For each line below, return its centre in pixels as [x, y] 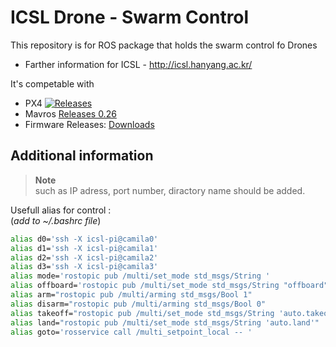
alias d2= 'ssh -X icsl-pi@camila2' [84, 257]
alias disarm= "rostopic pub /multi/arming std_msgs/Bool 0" [138, 304]
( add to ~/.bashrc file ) [56, 220]
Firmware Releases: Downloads [89, 124]
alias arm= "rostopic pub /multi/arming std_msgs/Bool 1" [131, 295]
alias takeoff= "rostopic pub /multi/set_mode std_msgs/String [142, 313]
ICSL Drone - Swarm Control [130, 17]
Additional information [82, 156]
